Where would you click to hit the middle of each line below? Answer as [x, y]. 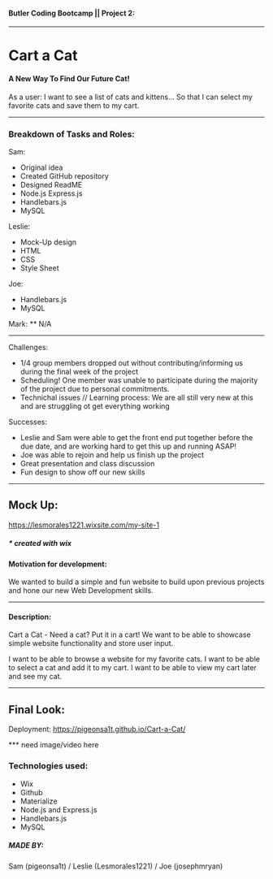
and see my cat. [35, 677]
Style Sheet [39, 268]
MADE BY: [26, 846]
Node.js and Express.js [58, 809]
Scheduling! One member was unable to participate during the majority [139, 380]
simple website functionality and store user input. [91, 643]
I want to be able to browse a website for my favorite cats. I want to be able [134, 659]
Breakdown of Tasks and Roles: [72, 134]
